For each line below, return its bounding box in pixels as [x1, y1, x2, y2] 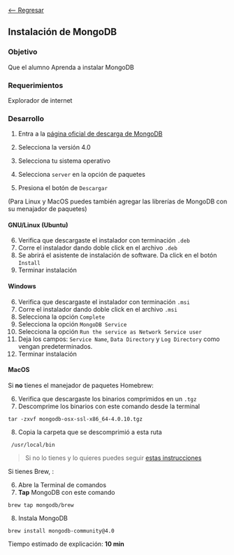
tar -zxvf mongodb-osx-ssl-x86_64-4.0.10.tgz [8, 415, 142, 422]
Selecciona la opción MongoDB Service [17, 319, 127, 328]
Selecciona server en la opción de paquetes [17, 171, 146, 179]
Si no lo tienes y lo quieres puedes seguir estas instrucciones [24, 454, 202, 462]
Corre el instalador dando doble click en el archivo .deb [17, 244, 177, 252]
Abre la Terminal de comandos [17, 480, 107, 489]
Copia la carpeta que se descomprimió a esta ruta [17, 428, 163, 436]
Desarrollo [8, 113, 45, 123]
